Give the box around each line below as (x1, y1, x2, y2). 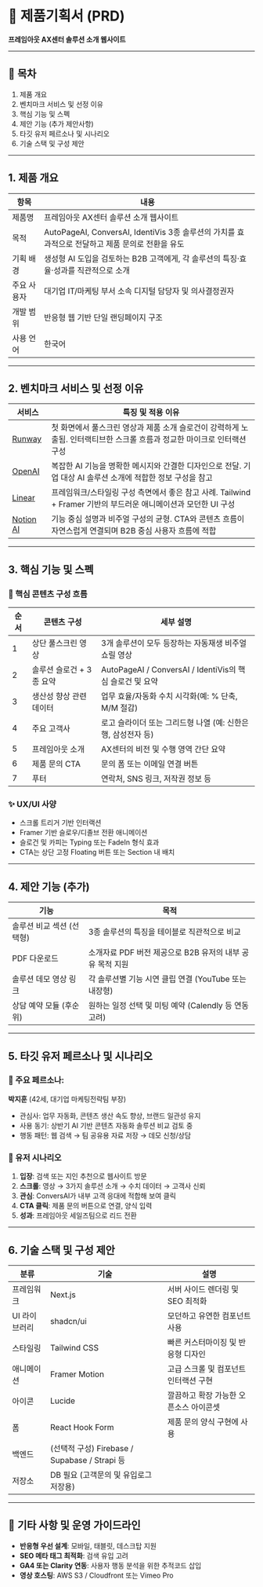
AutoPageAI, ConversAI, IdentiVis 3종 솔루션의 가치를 (44, 226, 236, 237)
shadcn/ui (50, 1315, 88, 1326)
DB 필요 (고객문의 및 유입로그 (50, 1469, 153, 1480)
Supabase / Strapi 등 (50, 1454, 125, 1465)
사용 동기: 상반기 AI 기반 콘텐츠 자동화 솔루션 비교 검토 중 (19, 1120, 193, 1130)
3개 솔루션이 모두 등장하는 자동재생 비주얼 (101, 638, 247, 649)
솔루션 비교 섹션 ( (12, 921, 73, 932)
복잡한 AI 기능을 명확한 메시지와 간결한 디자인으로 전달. (51, 460, 242, 471)
